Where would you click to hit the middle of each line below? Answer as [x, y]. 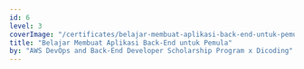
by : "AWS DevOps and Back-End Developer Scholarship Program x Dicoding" [152, 51]
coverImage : [32, 34]
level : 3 [26, 26]
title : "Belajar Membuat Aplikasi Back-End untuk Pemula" [121, 43]
